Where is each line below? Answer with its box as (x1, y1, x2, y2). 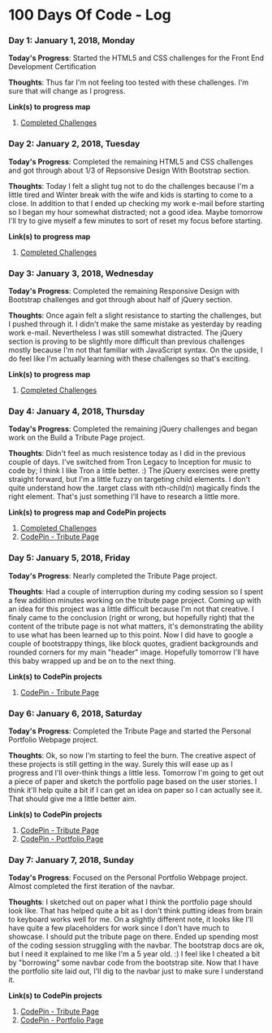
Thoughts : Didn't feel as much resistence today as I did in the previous (8, 449, 246, 458)
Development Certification (8, 62, 97, 72)
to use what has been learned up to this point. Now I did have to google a (8, 629, 253, 640)
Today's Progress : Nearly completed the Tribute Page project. (8, 571, 218, 580)
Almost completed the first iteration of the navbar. (8, 882, 175, 891)
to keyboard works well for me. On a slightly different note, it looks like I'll (8, 914, 253, 925)
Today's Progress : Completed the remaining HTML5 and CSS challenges (8, 156, 253, 166)
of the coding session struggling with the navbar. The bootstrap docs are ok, (8, 940, 265, 950)
